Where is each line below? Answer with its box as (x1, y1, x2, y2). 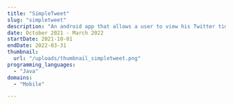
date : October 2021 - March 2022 (7, 29, 104, 37)
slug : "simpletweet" (7, 17, 67, 23)
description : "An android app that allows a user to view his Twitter (7, 23, 216, 30)
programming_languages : (7, 61, 76, 68)
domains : (7, 74, 33, 81)
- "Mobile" (13, 81, 45, 87)
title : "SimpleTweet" (7, 10, 70, 17)
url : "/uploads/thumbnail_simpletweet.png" (13, 55, 141, 62)
